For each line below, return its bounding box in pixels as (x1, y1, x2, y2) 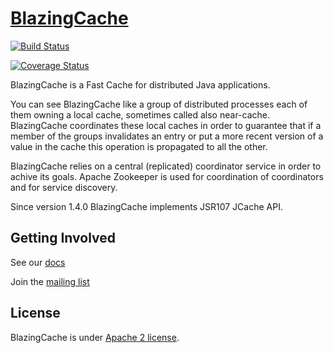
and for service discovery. (10, 181, 118, 193)
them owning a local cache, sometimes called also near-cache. (10, 108, 271, 121)
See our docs (10, 256, 66, 268)
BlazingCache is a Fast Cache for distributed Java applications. (10, 78, 271, 91)
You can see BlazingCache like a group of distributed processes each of (10, 98, 308, 110)
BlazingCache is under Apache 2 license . (10, 331, 180, 343)
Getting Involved (10, 230, 116, 247)
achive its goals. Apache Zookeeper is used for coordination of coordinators (10, 170, 324, 182)
